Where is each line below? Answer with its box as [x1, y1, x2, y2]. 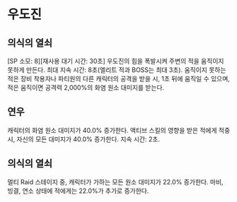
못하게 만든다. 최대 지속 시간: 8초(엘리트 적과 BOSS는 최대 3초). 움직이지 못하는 [7, 66, 226, 74]
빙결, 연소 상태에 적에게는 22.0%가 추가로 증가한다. [7, 186, 149, 195]
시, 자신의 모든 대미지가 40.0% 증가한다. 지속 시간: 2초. [7, 135, 161, 143]
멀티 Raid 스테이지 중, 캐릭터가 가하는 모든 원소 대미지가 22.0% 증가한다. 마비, [7, 177, 224, 186]
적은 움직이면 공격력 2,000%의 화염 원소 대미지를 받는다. [7, 83, 165, 92]
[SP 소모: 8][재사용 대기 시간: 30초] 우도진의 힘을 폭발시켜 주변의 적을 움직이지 [7, 57, 224, 65]
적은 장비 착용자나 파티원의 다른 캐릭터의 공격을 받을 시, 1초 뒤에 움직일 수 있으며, [7, 75, 230, 83]
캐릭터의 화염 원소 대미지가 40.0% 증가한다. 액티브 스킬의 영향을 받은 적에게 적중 [7, 126, 231, 134]
